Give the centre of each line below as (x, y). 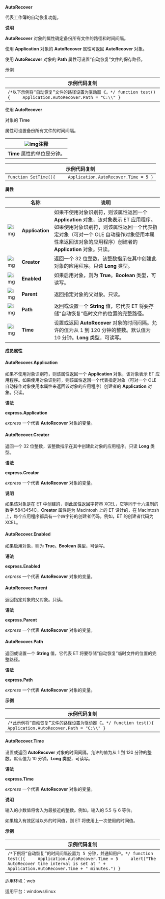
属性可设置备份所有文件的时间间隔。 (42, 131)
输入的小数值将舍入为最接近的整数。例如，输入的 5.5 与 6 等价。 (70, 810)
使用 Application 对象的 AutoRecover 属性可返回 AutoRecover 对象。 (76, 49)
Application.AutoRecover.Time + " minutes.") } (64, 869)
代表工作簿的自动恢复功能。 (33, 17)
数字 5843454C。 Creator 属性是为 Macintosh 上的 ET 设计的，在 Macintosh (82, 510)
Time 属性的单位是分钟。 (36, 154)
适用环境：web (20, 881)
